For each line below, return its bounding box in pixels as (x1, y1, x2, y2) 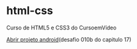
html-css (6, 4, 53, 18)
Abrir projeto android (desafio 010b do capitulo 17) (6, 36, 131, 43)
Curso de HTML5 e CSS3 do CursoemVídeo (6, 24, 117, 31)
